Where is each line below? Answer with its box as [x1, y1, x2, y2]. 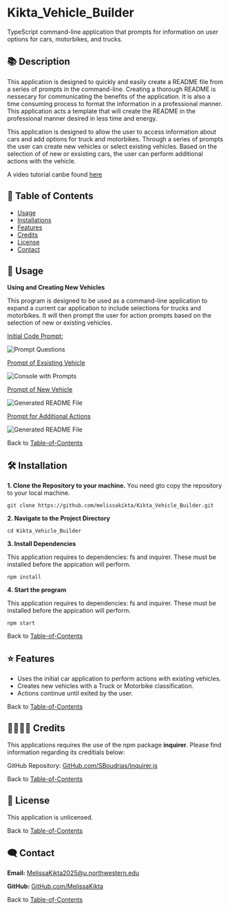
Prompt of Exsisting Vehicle [7, 358, 85, 367]
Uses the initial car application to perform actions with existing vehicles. [17, 674, 222, 682]
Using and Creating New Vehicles [7, 283, 105, 292]
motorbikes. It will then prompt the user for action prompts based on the [7, 312, 212, 320]
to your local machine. [7, 489, 70, 497]
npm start [7, 620, 36, 627]
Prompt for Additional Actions [7, 412, 91, 421]
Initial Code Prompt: [7, 332, 63, 341]
